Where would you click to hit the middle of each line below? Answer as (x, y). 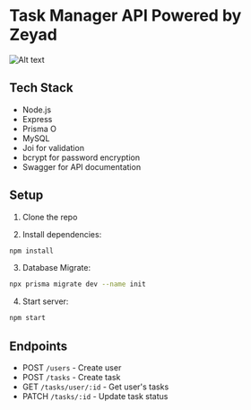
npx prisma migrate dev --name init (78, 284)
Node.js (37, 110)
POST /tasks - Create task (71, 377)
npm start (28, 318)
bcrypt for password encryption (81, 157)
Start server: (45, 301)
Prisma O (39, 129)
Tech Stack (41, 88)
